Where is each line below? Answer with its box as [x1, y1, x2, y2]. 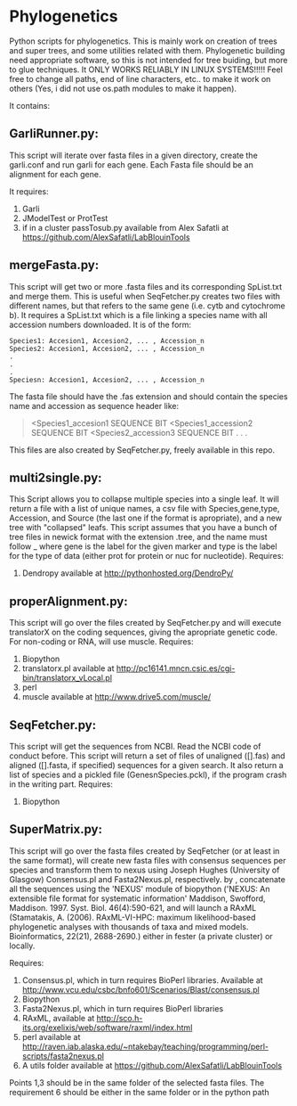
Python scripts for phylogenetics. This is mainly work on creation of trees [9, 36, 277, 46]
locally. [9, 940, 36, 951]
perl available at [21, 1031, 81, 1042]
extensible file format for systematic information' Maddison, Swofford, [9, 893, 266, 904]
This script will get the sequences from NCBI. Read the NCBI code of [9, 741, 261, 751]
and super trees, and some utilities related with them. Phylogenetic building [9, 45, 285, 55]
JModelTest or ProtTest [21, 212, 108, 224]
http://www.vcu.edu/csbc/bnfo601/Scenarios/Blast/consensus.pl [21, 984, 260, 995]
